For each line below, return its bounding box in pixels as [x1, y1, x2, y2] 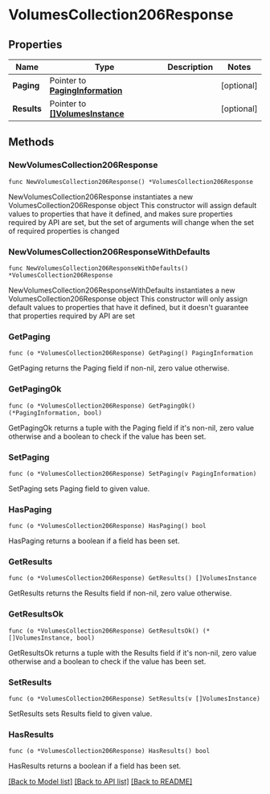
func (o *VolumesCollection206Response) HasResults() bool [8, 747, 211, 755]
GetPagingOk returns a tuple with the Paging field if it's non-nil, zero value [8, 423, 255, 432]
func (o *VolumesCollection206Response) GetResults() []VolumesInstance [8, 575, 257, 583]
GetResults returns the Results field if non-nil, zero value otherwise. [8, 588, 232, 598]
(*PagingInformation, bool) [8, 408, 103, 417]
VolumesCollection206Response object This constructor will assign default [8, 200, 257, 210]
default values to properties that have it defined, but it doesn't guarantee [8, 302, 249, 312]
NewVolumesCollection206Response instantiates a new [8, 191, 194, 202]
